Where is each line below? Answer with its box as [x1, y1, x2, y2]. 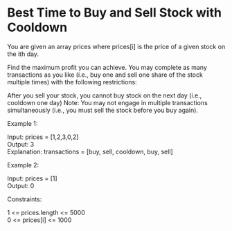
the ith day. [7, 50, 39, 58]
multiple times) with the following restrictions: [7, 77, 137, 86]
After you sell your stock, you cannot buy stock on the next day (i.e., [7, 91, 202, 100]
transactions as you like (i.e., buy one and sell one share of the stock [7, 71, 203, 79]
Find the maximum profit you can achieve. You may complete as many [7, 63, 208, 71]
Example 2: [7, 160, 39, 169]
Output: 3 [7, 140, 35, 148]
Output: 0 [7, 181, 35, 190]
